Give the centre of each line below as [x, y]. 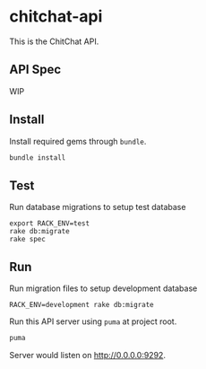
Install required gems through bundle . [78, 141]
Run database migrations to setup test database [98, 207]
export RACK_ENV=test [50, 224]
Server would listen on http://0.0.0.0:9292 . [87, 355]
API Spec [35, 70]
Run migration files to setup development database [103, 288]
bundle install [38, 158]
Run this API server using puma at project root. [93, 321]
